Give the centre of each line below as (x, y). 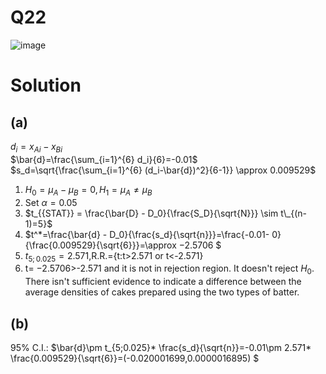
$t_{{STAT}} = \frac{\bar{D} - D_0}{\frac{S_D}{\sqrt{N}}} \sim (151, 213)
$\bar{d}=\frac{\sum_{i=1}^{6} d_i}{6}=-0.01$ (104, 159)
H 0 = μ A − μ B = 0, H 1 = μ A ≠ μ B (88, 190)
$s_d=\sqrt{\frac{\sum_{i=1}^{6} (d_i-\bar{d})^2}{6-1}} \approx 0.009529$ (163, 170)
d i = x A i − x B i (36, 147)
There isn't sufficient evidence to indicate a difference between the (163, 282)
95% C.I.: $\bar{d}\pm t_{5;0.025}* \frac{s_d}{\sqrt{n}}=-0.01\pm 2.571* (161, 347)
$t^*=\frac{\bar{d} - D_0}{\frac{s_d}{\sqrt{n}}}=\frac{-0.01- (147, 234)
